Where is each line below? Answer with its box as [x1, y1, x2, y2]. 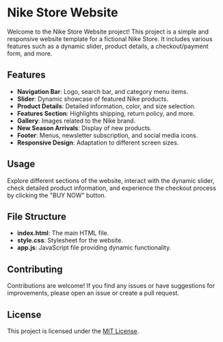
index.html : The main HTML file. [16, 229, 109, 237]
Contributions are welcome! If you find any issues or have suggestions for [7, 282, 215, 290]
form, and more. [7, 49, 53, 58]
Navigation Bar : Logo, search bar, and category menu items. [16, 87, 189, 95]
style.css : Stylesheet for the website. [16, 236, 123, 245]
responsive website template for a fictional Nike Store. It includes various [7, 34, 213, 42]
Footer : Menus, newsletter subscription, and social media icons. [16, 131, 198, 139]
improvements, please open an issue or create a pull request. [7, 289, 180, 297]
